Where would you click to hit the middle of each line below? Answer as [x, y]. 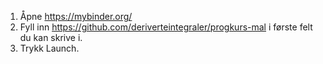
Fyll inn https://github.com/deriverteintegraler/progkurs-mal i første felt [166, 27]
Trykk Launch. [49, 48]
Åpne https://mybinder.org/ [76, 16]
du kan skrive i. [51, 37]
